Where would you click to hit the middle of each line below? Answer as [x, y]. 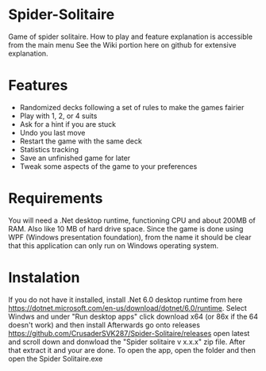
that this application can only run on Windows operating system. [114, 245]
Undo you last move [52, 132]
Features [38, 86]
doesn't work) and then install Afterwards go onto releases [104, 325]
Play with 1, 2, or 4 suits [58, 116]
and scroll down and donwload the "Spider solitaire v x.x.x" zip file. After [127, 342]
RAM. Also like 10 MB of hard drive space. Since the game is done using [126, 228]
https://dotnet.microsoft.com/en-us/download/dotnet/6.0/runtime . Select [128, 308]
